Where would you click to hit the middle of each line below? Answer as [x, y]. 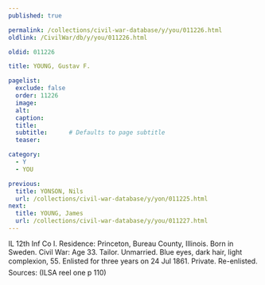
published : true [35, 16]
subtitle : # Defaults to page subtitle [90, 133]
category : [25, 155]
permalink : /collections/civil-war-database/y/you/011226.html [115, 30]
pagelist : [25, 81]
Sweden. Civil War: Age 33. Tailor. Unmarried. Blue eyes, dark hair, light [125, 251]
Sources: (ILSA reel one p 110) [57, 272]
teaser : [28, 141]
